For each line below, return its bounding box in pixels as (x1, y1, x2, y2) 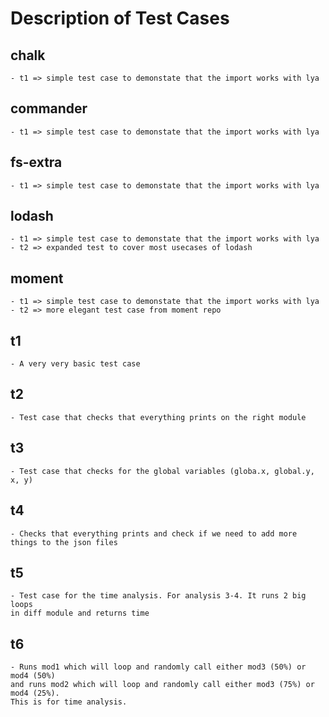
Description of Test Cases (10, 7, 230, 30)
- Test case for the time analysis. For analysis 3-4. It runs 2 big (10, 591, 307, 601)
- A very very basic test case (10, 359, 141, 369)
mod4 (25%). (10, 688, 60, 699)
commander (10, 100, 88, 117)
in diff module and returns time (10, 608, 150, 619)
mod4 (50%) (10, 671, 56, 681)
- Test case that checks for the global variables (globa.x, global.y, (10, 466, 315, 476)
